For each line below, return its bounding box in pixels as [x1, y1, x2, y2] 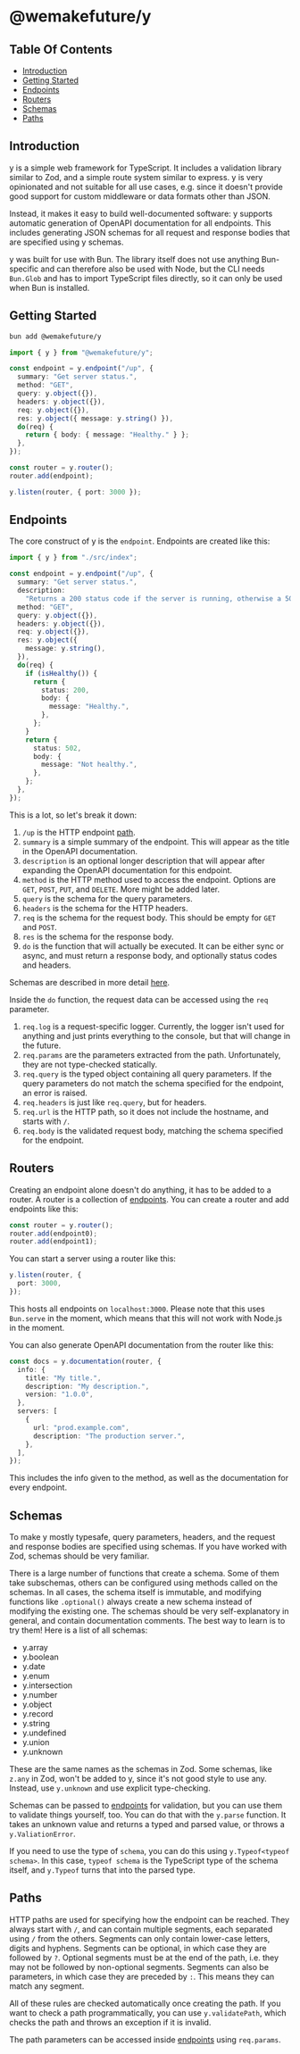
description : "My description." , [25, 1382, 150, 1391]
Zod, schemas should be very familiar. [9, 1551, 150, 1561]
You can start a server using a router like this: [9, 1253, 177, 1264]
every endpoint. [9, 1482, 68, 1493]
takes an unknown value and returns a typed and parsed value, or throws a [9, 1819, 286, 1830]
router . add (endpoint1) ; [9, 1237, 98, 1246]
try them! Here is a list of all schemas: [9, 1625, 148, 1635]
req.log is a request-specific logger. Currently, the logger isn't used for [21, 1020, 285, 1032]
